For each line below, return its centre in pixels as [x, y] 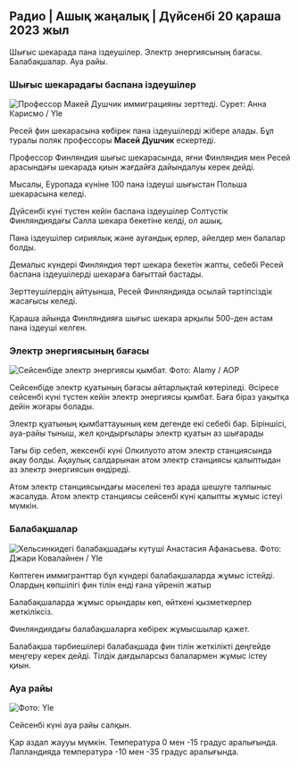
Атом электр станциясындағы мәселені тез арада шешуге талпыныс [141, 487]
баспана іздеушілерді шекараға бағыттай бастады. [106, 274]
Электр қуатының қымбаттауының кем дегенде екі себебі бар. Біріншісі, [148, 424]
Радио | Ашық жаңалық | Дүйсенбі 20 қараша [145, 17]
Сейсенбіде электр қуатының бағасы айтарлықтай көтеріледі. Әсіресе [144, 387]
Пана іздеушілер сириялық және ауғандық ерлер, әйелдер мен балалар [147, 238]
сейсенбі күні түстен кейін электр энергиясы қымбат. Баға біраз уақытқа [149, 397]
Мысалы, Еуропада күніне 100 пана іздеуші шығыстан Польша [129, 185]
